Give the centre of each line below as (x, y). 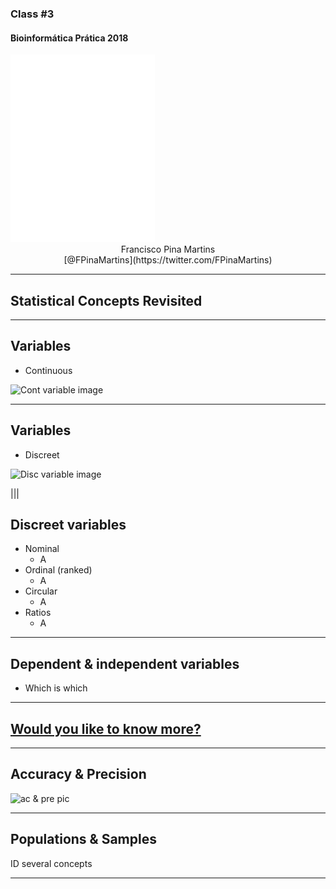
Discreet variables (68, 524)
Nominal (42, 549)
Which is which (56, 688)
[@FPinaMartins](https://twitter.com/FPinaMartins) (168, 260)
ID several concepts (51, 863)
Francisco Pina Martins (168, 249)
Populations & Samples (83, 839)
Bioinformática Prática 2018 (69, 38)
